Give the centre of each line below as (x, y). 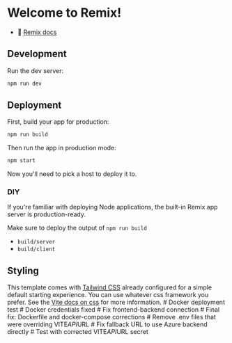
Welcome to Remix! (64, 13)
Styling (23, 270)
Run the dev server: (36, 70)
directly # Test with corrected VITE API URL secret (78, 332)
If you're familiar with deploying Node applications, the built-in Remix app (113, 207)
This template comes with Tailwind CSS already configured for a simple (110, 287)
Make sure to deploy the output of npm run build (77, 228)
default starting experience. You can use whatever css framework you (108, 295)
